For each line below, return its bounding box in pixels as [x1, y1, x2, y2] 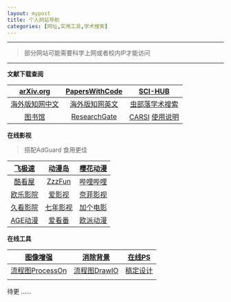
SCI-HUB [138, 86, 170, 96]
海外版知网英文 [69, 100, 119, 109]
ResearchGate [71, 112, 118, 121]
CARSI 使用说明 [129, 113, 179, 122]
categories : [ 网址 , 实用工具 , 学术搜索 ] [7, 23, 108, 30]
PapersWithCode [65, 86, 123, 96]
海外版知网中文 [10, 100, 60, 109]
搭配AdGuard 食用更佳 [23, 146, 88, 154]
